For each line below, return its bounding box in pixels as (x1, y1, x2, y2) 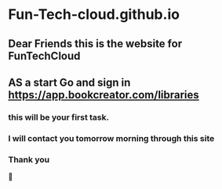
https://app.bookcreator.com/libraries (8, 88, 200, 102)
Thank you (8, 154, 49, 165)
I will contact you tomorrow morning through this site (8, 132, 215, 143)
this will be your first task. (8, 112, 110, 123)
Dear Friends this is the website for (8, 37, 183, 50)
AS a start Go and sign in (8, 76, 131, 89)
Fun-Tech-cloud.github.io (8, 6, 180, 24)
